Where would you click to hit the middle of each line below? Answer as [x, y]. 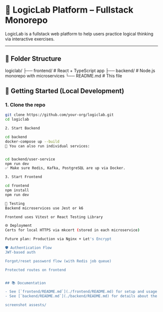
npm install [17, 190]
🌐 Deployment [19, 226]
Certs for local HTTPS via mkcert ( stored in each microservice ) [72, 230]
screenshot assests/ [26, 305]
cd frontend [17, 186]
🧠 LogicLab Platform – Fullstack [69, 10]
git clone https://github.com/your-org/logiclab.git [59, 115]
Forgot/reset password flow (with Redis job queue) [58, 261]
